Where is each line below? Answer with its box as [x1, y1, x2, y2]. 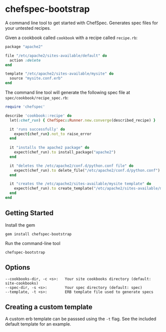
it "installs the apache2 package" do [9, 145, 90, 150]
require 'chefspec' [5, 104, 45, 109]
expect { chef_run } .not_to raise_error [14, 131, 92, 137]
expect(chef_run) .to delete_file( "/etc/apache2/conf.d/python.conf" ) [14, 168, 161, 173]
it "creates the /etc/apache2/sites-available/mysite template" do [9, 182, 152, 187]
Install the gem [5, 222, 36, 228]
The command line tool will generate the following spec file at [5, 90, 130, 95]
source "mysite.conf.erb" [9, 76, 63, 81]
